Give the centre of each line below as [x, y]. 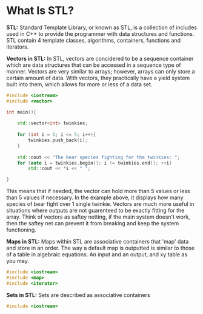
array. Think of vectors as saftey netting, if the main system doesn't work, [98, 217]
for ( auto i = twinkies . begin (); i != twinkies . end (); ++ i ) [95, 163]
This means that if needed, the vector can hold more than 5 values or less [98, 191]
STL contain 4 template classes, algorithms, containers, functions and [93, 40]
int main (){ [21, 112]
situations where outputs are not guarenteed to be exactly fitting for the [95, 211]
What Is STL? [40, 11]
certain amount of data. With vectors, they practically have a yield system [98, 78]
